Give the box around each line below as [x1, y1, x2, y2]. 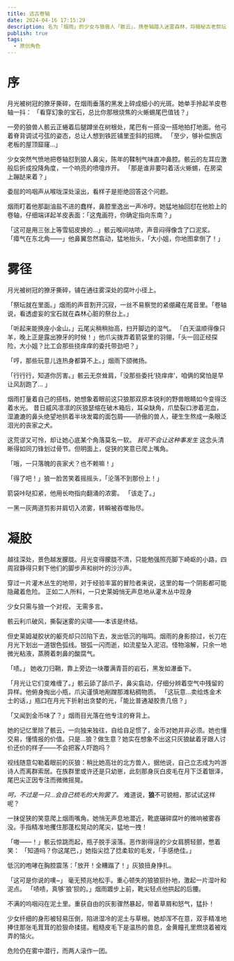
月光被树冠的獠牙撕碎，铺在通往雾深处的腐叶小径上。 [7, 285, 160, 294]
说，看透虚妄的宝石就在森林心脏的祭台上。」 [7, 309, 132, 317]
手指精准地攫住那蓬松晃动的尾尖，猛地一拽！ [19, 822, 148, 831]
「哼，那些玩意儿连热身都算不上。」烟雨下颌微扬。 [7, 356, 151, 365]
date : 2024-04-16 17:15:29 [7, 17, 86, 24]
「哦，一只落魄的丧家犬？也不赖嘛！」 [7, 459, 117, 467]
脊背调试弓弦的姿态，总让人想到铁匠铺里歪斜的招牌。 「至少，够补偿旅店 [13, 131, 223, 139]
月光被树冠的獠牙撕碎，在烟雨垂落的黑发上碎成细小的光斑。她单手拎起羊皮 [7, 99, 221, 107]
